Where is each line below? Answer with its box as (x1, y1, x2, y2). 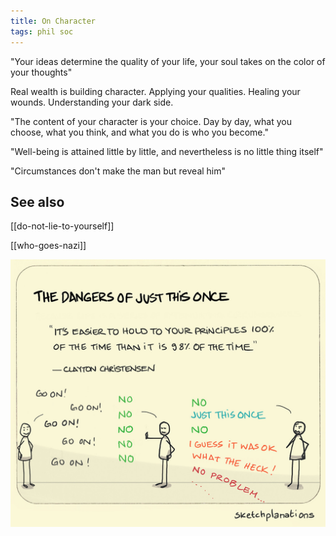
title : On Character (10, 16, 97, 26)
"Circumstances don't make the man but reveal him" (10, 165, 227, 177)
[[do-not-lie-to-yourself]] (10, 220, 115, 232)
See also (10, 193, 65, 210)
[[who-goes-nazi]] (10, 240, 87, 252)
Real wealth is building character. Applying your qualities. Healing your (10, 85, 301, 97)
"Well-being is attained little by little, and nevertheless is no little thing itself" (10, 145, 324, 157)
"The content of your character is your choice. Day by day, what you (10, 115, 292, 127)
